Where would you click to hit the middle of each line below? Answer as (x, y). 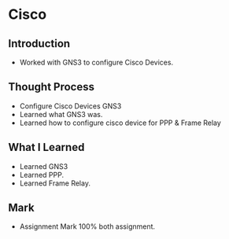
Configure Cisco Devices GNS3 (70, 106)
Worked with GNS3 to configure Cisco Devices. (96, 62)
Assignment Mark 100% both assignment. (87, 226)
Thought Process (51, 87)
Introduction (39, 44)
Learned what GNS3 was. (61, 114)
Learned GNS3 (44, 166)
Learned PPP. (42, 175)
